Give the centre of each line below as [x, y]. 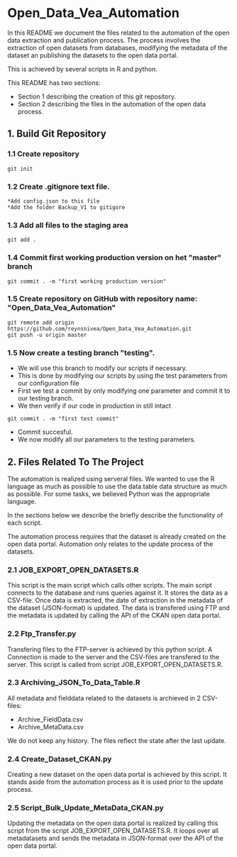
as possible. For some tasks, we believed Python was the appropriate [109, 493]
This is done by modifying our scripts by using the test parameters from [122, 376]
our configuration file [48, 383]
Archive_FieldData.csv [50, 719]
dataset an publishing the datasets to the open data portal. [93, 55]
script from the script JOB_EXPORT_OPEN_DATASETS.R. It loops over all [113, 831]
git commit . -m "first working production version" [87, 281]
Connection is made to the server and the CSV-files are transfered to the [114, 656]
